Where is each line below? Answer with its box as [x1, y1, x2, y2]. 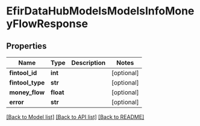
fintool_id [9, 69, 37, 77]
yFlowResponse [6, 17, 89, 31]
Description [71, 59, 106, 67]
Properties [6, 41, 47, 51]
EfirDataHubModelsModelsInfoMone [6, 4, 195, 18]
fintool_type [9, 79, 45, 86]
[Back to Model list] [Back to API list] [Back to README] [6, 113, 145, 121]
